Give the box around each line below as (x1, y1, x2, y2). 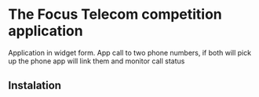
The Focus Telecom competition (8, 5, 222, 23)
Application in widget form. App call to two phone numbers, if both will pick (8, 48, 252, 57)
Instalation (8, 79, 61, 92)
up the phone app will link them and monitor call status (8, 56, 185, 66)
